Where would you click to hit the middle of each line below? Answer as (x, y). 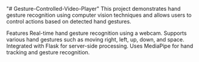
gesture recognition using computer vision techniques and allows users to (99, 15)
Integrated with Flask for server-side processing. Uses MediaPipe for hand (100, 46)
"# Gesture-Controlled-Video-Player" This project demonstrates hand (93, 9)
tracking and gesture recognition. (48, 52)
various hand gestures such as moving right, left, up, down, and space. (95, 39)
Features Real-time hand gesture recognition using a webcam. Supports (96, 33)
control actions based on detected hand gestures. (69, 21)
